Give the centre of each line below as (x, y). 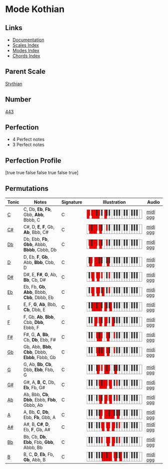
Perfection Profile (33, 160)
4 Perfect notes (28, 140)
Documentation (28, 40)
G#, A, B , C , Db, (39, 382)
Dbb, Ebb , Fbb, (39, 370)
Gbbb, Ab (33, 405)
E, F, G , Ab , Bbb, (40, 304)
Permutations (27, 189)
